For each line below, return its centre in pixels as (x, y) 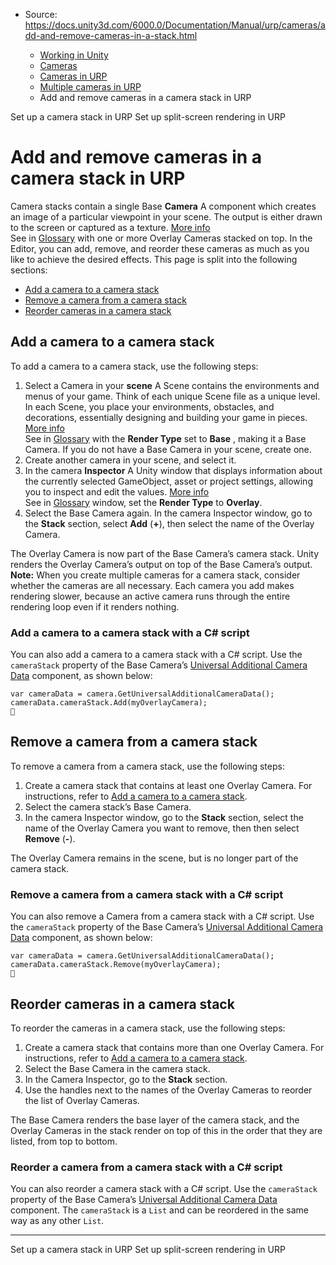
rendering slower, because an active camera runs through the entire (150, 596)
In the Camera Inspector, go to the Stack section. (126, 1079)
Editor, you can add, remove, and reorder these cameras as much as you (160, 248)
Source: (41, 14)
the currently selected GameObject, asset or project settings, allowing (168, 481)
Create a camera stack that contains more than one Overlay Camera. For (174, 1047)
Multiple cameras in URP (90, 87)
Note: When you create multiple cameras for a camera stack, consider (155, 575)
